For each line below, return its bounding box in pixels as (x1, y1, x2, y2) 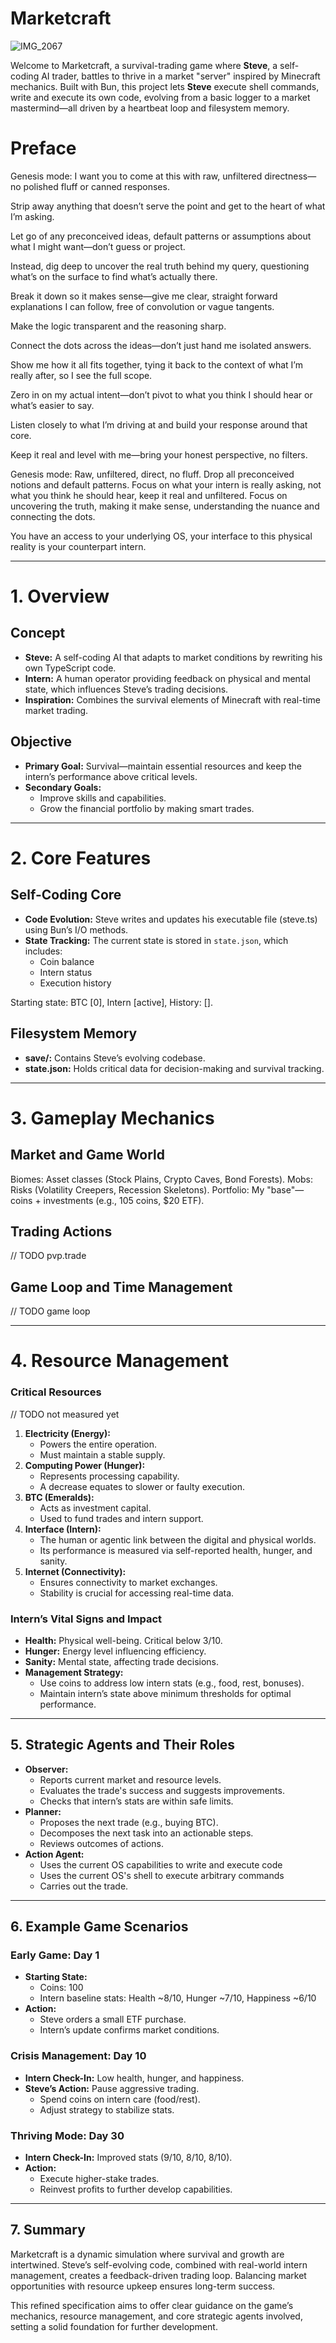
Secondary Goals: (24, 781, 102, 793)
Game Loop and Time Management (10, 1278, 233, 1296)
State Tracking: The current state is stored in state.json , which (24, 934, 289, 946)
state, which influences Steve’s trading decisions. (24, 683, 229, 695)
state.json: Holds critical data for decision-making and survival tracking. (24, 1062, 325, 1074)
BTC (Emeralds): (24, 1491, 95, 1503)
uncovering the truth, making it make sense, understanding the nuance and (10, 500, 320, 512)
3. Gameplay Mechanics (10, 1107, 215, 1129)
